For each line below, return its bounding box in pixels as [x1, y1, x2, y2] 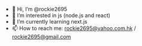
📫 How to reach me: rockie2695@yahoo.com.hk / [11, 25, 137, 32]
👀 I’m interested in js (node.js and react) [11, 12, 111, 19]
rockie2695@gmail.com [11, 33, 71, 40]
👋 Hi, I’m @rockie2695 [11, 6, 68, 12]
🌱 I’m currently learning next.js [11, 18, 88, 25]
